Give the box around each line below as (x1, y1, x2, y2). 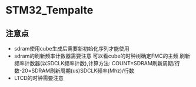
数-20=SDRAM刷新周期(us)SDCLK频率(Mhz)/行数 (14, 67, 135, 74)
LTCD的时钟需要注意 (14, 75, 64, 81)
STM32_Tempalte (5, 4, 94, 17)
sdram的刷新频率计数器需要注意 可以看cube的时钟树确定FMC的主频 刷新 (14, 52, 191, 59)
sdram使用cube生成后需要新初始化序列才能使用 (14, 45, 130, 52)
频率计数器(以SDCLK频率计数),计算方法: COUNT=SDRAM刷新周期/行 (14, 60, 180, 66)
